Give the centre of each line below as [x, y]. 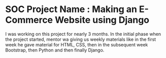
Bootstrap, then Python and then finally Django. [55, 50]
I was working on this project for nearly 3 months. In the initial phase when [83, 34]
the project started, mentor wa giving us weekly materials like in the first [81, 39]
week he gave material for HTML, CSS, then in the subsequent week [77, 44]
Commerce [29, 20]
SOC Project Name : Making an [71, 9]
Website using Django [102, 20]
